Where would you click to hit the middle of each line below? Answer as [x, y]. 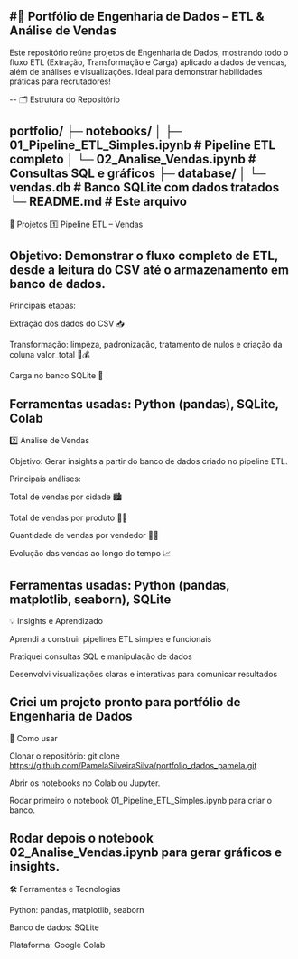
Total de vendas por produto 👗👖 [69, 518]
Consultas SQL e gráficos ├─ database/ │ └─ [138, 174]
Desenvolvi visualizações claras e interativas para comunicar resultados [144, 675]
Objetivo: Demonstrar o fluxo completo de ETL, [144, 256]
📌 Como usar [34, 738]
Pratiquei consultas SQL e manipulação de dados [101, 656]
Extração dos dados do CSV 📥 [67, 324]
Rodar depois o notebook [81, 838]
